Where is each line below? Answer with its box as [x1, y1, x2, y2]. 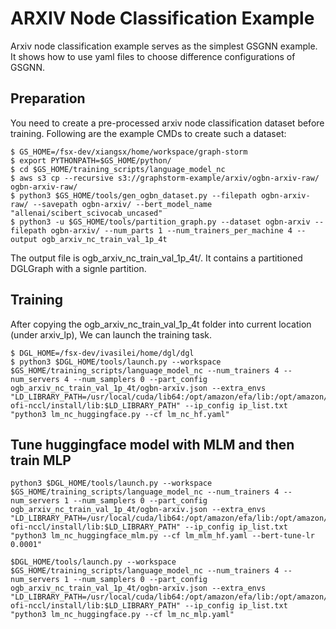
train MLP [10, 452, 72, 469]
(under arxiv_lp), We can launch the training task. [10, 328, 213, 341]
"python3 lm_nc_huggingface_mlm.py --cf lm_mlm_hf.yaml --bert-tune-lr [10, 531, 315, 541]
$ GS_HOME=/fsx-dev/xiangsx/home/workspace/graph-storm [10, 147, 248, 157]
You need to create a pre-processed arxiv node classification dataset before [10, 117, 325, 129]
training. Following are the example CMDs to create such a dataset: [10, 127, 287, 139]
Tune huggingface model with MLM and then [10, 436, 295, 453]
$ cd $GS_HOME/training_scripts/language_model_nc [10, 164, 226, 174]
